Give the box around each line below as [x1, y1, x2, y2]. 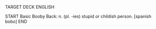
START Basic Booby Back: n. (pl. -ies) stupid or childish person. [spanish [5, 14, 152, 19]
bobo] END [5, 19, 27, 24]
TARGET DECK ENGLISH [5, 4, 55, 10]
